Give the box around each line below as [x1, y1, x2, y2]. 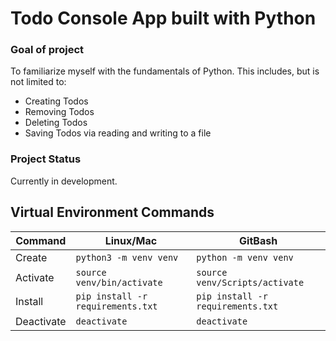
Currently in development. [10, 175, 118, 187]
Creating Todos [24, 95, 89, 107]
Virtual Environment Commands [10, 204, 215, 221]
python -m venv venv [196, 252, 294, 263]
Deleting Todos [24, 117, 88, 129]
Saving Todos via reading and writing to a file [24, 127, 212, 139]
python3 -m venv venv [75, 252, 179, 263]
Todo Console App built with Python [10, 7, 317, 30]
